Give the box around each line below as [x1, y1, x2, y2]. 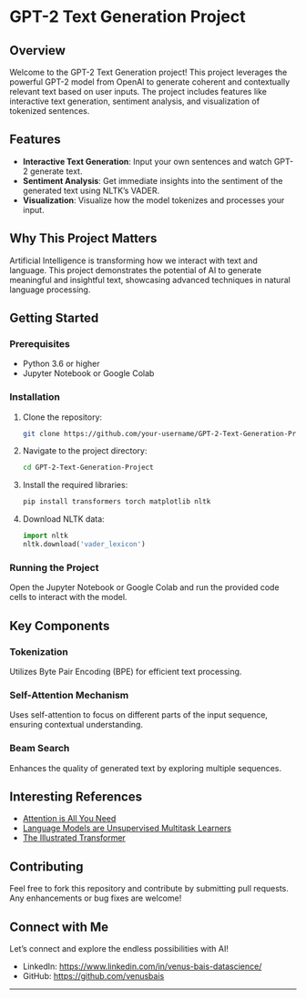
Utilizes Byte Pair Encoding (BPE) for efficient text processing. [9, 666, 242, 677]
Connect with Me [9, 919, 109, 934]
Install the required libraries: [22, 480, 128, 491]
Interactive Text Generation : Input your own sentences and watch [22, 156, 272, 167]
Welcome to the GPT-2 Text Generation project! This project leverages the [9, 66, 288, 77]
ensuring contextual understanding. [9, 719, 144, 730]
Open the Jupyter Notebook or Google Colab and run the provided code [9, 582, 280, 593]
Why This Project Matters [9, 230, 158, 247]
